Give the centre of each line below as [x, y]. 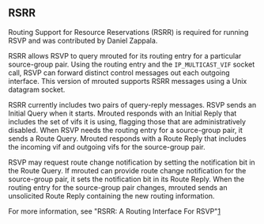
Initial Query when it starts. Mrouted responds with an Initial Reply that [123, 113]
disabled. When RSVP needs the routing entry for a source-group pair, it [126, 130]
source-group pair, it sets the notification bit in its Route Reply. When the [126, 179]
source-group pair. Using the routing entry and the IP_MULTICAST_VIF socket [132, 64]
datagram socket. [37, 89]
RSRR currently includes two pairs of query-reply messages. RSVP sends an [132, 104]
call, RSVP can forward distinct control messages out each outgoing [119, 72]
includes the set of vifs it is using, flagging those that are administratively [127, 121]
